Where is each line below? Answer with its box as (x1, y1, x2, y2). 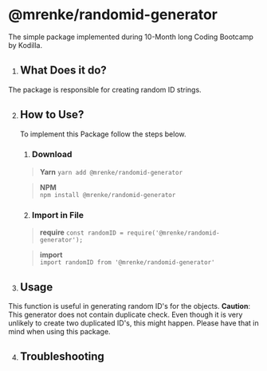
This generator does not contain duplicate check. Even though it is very (8, 310, 243, 319)
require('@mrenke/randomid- (126, 229, 221, 237)
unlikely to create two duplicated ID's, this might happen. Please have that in (8, 318, 259, 328)
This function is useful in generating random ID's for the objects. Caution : (8, 301, 251, 310)
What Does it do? (19, 64, 108, 77)
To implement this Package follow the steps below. (19, 129, 187, 139)
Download (31, 149, 73, 160)
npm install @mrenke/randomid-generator (39, 191, 176, 199)
